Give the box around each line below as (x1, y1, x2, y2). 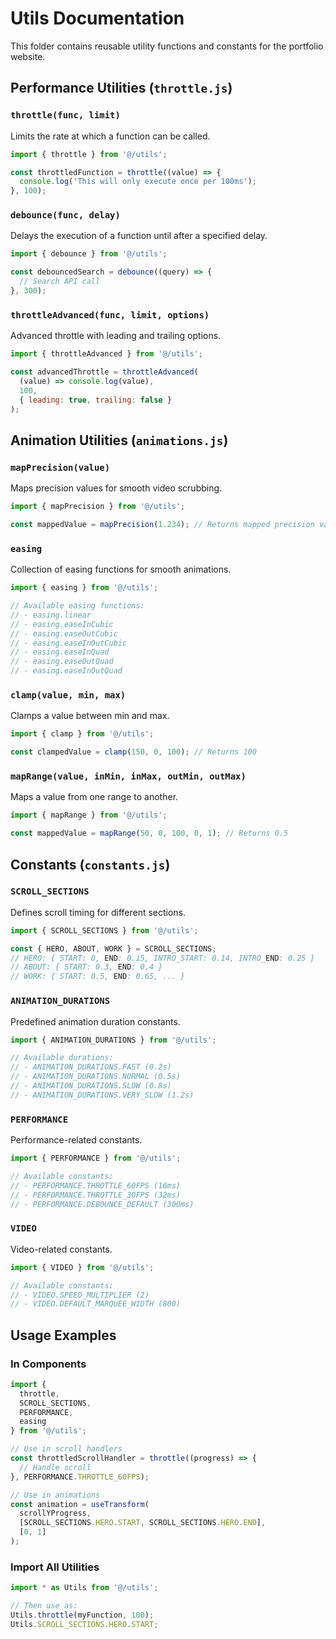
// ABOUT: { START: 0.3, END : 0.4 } (10, 962, 163, 972)
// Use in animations (10, 1490, 101, 1500)
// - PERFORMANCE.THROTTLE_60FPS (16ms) (10, 1180, 182, 1191)
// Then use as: (10, 1601, 78, 1611)
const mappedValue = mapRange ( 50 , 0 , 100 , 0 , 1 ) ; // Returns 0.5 (10, 828, 289, 839)
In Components (10, 1357, 87, 1371)
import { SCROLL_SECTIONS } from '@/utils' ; (10, 925, 199, 936)
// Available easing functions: (10, 601, 145, 611)
